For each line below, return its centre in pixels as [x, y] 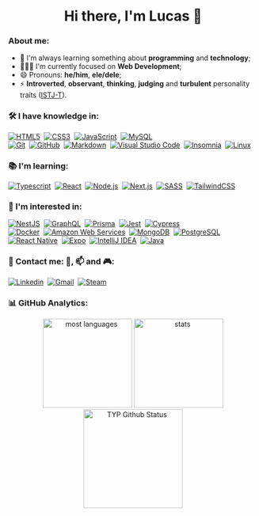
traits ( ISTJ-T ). [43, 95]
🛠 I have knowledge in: [53, 116]
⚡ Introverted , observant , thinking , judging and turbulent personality [135, 84]
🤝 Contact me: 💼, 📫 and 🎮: [61, 262]
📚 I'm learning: [38, 165]
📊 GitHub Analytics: [48, 302]
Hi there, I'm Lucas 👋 [133, 16]
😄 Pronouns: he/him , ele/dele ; [70, 75]
